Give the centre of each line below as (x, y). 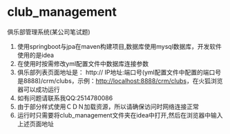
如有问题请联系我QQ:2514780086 (65, 98)
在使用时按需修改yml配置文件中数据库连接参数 (83, 63)
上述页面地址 (35, 124)
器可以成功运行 (38, 89)
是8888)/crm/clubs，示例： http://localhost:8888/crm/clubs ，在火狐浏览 (120, 80)
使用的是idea (35, 55)
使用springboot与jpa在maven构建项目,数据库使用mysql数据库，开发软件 (119, 46)
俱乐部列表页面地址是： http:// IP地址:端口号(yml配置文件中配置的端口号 (119, 72)
